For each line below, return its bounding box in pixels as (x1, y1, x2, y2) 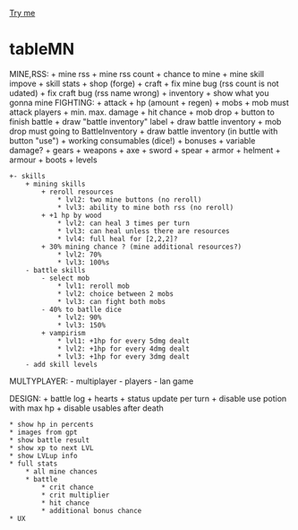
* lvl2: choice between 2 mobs (56, 289, 175, 299)
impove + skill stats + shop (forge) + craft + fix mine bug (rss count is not (9, 78, 279, 89)
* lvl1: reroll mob (56, 282, 130, 291)
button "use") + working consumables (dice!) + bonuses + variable (9, 135, 256, 146)
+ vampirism (41, 328, 87, 337)
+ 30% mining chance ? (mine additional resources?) (41, 242, 243, 251)
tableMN (9, 39, 74, 59)
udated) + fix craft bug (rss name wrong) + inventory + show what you (9, 87, 269, 98)
